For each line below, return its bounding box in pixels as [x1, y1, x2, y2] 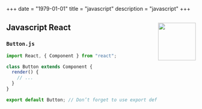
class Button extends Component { [6, 63, 93, 70]
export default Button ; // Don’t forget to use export [6, 96, 147, 103]
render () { [11, 69, 39, 75]
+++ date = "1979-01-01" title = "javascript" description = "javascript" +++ [6, 5, 191, 12]
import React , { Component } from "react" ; [6, 52, 117, 59]
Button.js [6, 40, 35, 48]
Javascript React [6, 22, 71, 33]
